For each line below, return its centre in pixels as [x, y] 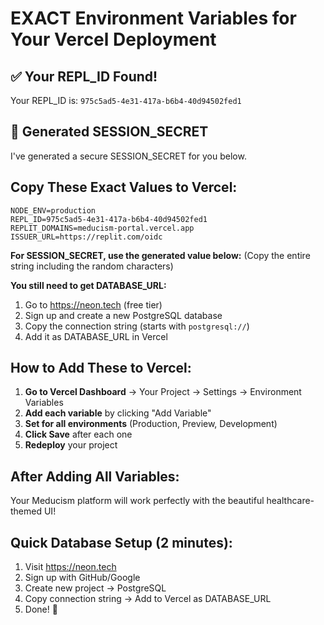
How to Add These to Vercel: [101, 368]
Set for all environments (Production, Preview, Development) [151, 424]
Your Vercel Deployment [113, 39]
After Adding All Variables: [95, 476]
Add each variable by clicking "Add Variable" [118, 413]
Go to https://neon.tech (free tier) [93, 304]
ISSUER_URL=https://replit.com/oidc [86, 237]
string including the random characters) [92, 266]
